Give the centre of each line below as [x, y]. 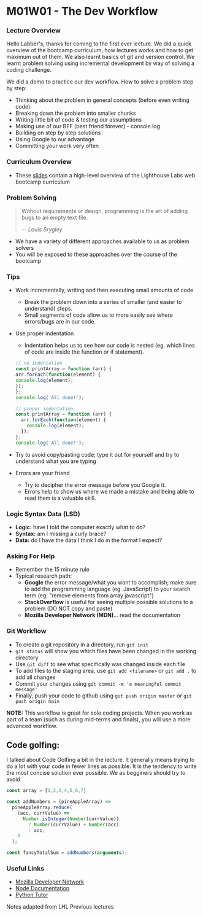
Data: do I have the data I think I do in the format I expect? [89, 540]
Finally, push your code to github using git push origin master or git [103, 696]
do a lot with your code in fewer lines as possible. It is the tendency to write [102, 766]
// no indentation [39, 363]
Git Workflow [26, 631]
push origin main [37, 701]
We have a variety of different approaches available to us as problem [102, 241]
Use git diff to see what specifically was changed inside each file [100, 664]
